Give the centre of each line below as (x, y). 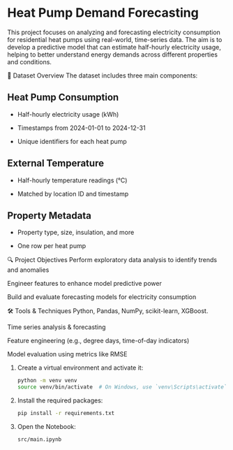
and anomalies (28, 270)
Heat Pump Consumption (63, 97)
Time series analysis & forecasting (57, 327)
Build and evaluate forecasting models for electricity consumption (102, 297)
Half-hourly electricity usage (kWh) (68, 114)
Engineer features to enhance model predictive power (84, 284)
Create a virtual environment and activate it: (80, 368)
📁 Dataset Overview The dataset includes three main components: (103, 75)
